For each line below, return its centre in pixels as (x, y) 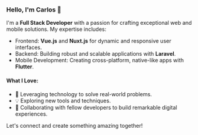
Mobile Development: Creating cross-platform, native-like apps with (99, 61)
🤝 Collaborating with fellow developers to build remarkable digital (96, 107)
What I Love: (22, 81)
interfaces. (28, 47)
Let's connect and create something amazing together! (75, 125)
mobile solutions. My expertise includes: (56, 29)
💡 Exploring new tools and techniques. (63, 100)
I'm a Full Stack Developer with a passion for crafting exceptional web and (99, 23)
